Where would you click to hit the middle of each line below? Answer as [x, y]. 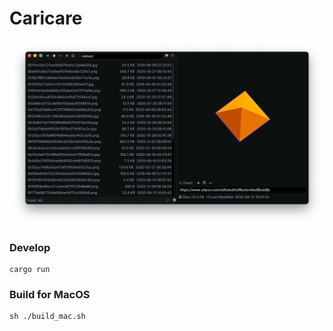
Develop [30, 247]
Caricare [46, 18]
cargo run [30, 270]
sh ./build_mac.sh [47, 317]
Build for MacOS [50, 294]
